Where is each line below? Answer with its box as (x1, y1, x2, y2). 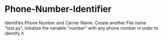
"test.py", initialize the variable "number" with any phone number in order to (4, 25, 159, 31)
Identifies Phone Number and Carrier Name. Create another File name (4, 20, 146, 26)
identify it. (4, 30, 25, 36)
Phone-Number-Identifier (4, 3, 112, 15)
